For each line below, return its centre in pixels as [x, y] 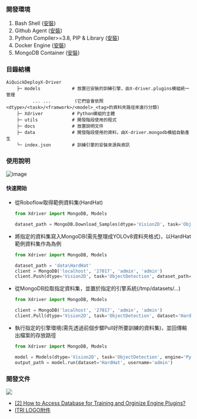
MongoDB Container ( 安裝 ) [47, 53]
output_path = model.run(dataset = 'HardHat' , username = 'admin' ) [94, 362]
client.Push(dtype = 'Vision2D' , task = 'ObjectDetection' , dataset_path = [103, 276]
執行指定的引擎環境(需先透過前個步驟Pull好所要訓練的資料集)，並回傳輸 [101, 328]
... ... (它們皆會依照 [68, 101]
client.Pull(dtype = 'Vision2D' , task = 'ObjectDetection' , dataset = [96, 316]
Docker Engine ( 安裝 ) [40, 45]
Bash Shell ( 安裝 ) [35, 23]
